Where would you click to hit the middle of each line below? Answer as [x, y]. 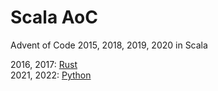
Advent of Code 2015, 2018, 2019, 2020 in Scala [109, 45]
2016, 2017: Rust [44, 64]
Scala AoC [54, 17]
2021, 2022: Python [51, 75]
